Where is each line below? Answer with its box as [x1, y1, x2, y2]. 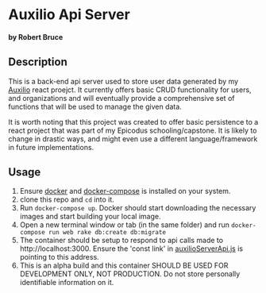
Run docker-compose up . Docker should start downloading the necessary [19, 203, 256, 213]
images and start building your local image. [19, 212, 161, 222]
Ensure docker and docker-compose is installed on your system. [19, 187, 231, 196]
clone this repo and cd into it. [19, 195, 114, 204]
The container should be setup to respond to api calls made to [19, 236, 224, 245]
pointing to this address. [19, 253, 99, 262]
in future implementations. [8, 142, 94, 152]
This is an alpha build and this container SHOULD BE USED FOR [19, 260, 229, 271]
